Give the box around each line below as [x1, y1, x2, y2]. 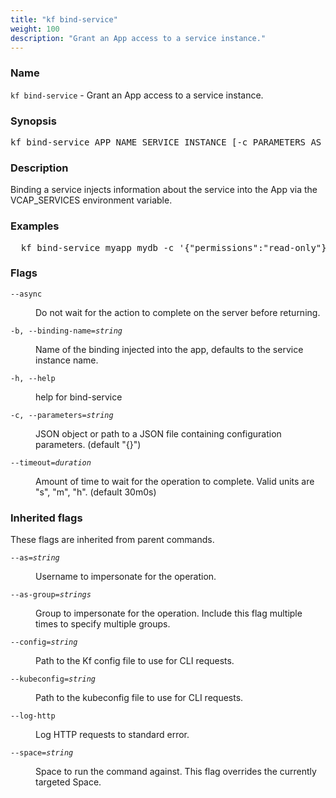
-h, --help [10, 373, 56, 383]
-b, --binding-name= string [10, 326, 123, 336]
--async [10, 289, 43, 299]
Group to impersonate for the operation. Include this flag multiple [35, 607, 303, 620]
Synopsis [10, 114, 57, 128]
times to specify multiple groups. [35, 618, 171, 630]
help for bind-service [35, 391, 123, 403]
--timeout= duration [10, 457, 92, 468]
